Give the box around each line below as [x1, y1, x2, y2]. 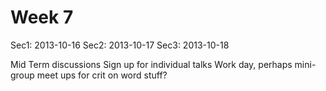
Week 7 [10, 6, 74, 29]
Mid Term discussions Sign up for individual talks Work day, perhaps [10, 58, 293, 70]
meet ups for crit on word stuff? [36, 69, 168, 81]
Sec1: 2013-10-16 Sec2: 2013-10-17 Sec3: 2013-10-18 [10, 39, 230, 51]
